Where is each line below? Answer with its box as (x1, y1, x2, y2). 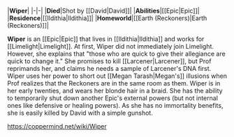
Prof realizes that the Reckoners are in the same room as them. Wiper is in (7, 79, 221, 87)
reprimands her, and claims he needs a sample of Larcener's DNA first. (7, 65, 212, 72)
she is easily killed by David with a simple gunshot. (7, 108, 154, 117)
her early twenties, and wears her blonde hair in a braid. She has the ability (7, 87, 223, 95)
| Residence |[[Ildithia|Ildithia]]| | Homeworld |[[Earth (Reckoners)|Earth (7, 14, 207, 22)
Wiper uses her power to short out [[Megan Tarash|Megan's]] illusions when (7, 72, 227, 80)
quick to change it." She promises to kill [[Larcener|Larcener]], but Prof (7, 57, 212, 65)
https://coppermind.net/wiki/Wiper (7, 122, 107, 130)
